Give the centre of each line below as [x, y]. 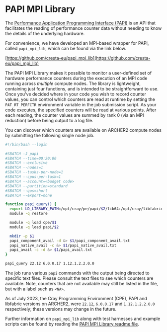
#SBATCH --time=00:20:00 [31, 158]
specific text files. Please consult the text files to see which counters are [79, 278]
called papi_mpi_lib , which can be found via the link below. [66, 48]
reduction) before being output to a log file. [49, 120]
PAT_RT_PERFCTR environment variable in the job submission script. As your [81, 104]
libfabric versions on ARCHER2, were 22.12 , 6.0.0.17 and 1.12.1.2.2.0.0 [80, 304]
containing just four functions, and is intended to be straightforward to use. [82, 88]
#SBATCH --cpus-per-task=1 [33, 177]
